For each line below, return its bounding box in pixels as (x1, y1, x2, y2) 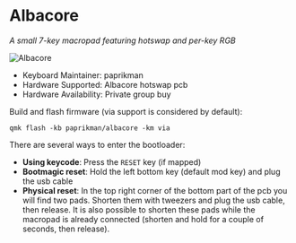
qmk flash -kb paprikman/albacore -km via (9, 123, 170, 133)
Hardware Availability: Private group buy (22, 89, 172, 100)
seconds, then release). (22, 223, 110, 234)
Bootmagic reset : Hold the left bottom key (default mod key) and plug (22, 166, 281, 177)
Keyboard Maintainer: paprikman (22, 69, 144, 81)
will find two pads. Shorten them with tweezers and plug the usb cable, (22, 195, 285, 205)
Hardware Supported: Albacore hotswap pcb (22, 79, 188, 90)
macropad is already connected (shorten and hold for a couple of (22, 213, 265, 224)
